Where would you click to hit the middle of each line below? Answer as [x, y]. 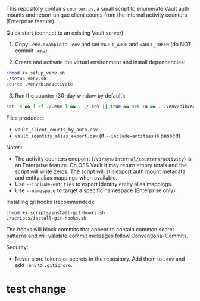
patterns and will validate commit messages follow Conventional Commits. [97, 236]
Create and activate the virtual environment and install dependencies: [100, 62]
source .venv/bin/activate [40, 84]
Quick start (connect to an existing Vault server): [65, 33]
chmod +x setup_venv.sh [36, 73]
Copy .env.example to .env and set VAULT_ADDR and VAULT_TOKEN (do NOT [103, 44]
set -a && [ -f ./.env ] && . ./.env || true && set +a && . [84, 106]
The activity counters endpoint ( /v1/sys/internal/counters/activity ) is [103, 159]
